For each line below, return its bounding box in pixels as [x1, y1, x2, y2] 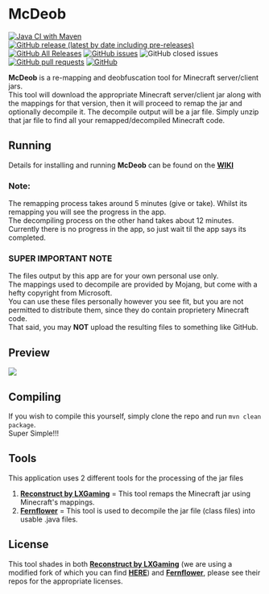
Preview [8, 345, 51, 359]
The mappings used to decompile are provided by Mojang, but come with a [8, 279, 258, 290]
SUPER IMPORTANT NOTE [8, 253, 113, 264]
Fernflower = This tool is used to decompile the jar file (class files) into [19, 505, 255, 515]
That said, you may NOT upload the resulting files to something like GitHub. [8, 323, 259, 332]
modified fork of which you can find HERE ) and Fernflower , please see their [8, 567, 261, 577]
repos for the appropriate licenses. [8, 576, 123, 586]
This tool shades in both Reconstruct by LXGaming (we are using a [8, 559, 233, 568]
